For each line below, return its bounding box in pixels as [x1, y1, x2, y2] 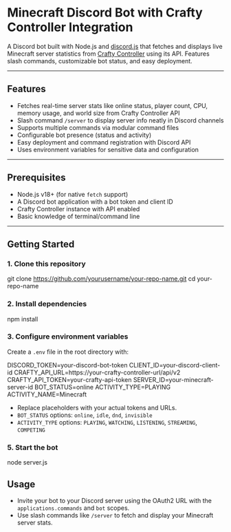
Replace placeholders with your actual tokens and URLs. [16, 403, 177, 412]
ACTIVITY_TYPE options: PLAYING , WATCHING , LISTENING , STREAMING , [16, 418, 198, 426]
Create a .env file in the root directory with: [7, 348, 129, 356]
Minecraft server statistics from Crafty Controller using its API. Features [7, 50, 210, 58]
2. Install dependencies [7, 299, 87, 309]
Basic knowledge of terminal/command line [16, 212, 140, 220]
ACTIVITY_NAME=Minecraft [7, 390, 87, 398]
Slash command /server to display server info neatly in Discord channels [16, 116, 224, 125]
